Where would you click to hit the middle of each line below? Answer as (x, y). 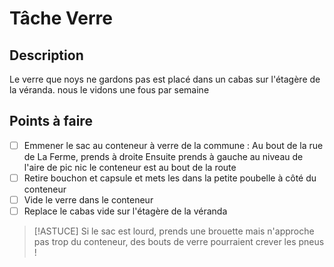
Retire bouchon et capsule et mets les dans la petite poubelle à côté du (170, 178)
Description (46, 55)
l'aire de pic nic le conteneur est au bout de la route (130, 167)
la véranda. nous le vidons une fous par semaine (109, 90)
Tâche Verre (61, 18)
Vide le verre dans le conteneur (88, 199)
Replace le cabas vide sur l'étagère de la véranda (125, 211)
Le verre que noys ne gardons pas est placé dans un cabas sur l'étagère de (165, 79)
